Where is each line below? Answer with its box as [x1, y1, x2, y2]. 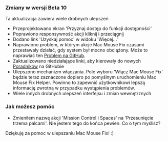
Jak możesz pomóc [5, 103, 55, 110]
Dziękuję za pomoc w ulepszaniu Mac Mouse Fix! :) [5, 130, 114, 136]
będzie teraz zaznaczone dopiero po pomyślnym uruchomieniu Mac [12, 74, 157, 80]
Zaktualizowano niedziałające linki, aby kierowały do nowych [12, 58, 141, 64]
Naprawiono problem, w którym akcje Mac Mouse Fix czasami [12, 42, 144, 48]
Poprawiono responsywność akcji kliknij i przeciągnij [12, 31, 124, 37]
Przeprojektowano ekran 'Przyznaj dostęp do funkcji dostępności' [12, 25, 152, 32]
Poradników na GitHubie [12, 63, 64, 70]
